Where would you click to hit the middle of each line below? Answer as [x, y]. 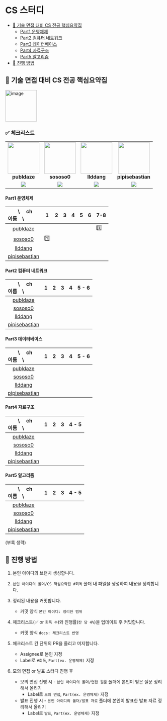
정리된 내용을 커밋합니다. [37, 600]
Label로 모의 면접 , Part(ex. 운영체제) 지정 [68, 694]
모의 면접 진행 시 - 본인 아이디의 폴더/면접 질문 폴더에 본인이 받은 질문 [86, 681]
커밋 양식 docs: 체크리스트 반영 [49, 633]
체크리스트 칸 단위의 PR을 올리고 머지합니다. [56, 643]
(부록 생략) [16, 543]
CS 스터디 [25, 10]
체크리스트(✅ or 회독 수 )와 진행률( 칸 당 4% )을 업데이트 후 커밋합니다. [79, 622]
